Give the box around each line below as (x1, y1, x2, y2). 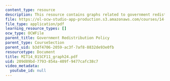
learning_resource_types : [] (5, 26, 67, 31)
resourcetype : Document (5, 49, 56, 54)
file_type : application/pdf (5, 21, 65, 27)
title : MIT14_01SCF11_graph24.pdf (5, 54, 78, 59)
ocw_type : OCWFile (5, 31, 44, 36)
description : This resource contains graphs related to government (5, 12, 151, 17)
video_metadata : (5, 63, 39, 68)
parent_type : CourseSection (5, 40, 65, 45)
